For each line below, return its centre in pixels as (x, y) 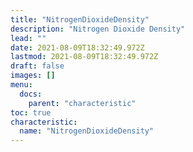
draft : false (37, 66)
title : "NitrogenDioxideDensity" (80, 19)
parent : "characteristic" (82, 103)
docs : (31, 94)
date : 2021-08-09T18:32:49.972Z (77, 47)
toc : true (31, 112)
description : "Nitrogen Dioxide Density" (98, 29)
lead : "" (28, 38)
